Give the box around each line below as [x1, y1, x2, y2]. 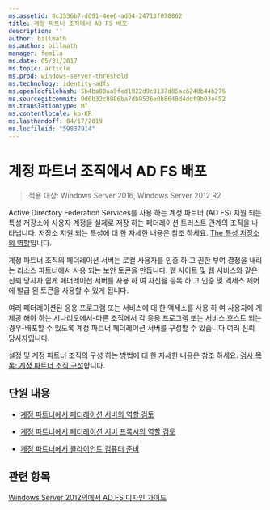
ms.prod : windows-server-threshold [8, 72, 129, 80]
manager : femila [8, 49, 63, 57]
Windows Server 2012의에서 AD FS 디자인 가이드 [8, 493, 167, 503]
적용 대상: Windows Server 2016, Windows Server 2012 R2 [27, 190, 221, 200]
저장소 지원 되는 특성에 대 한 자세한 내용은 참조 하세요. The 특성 [38, 227, 238, 237]
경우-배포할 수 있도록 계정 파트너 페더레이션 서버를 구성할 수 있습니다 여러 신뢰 [8, 323, 255, 333]
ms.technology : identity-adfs [8, 79, 111, 87]
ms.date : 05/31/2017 [8, 57, 78, 66]
